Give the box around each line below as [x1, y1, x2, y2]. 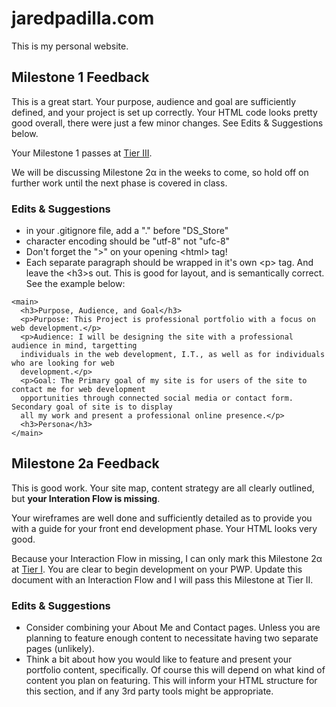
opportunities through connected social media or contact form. [20, 393, 294, 404]
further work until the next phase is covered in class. [11, 177, 228, 189]
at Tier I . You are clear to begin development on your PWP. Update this [11, 563, 303, 575]
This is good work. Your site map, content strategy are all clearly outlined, [11, 482, 315, 494]
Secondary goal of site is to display [11, 402, 173, 412]
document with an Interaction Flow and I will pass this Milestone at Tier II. [11, 573, 314, 586]
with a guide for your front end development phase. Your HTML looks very [11, 522, 318, 534]
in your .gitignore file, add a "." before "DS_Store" [25, 225, 229, 237]
